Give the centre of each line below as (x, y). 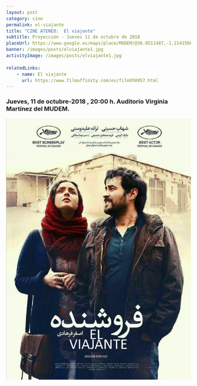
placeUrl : (18, 43)
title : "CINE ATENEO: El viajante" (51, 31)
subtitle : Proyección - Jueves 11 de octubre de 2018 (73, 37)
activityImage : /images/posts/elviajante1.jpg (64, 56)
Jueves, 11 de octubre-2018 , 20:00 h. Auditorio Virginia (87, 101)
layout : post (22, 12)
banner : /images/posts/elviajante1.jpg (55, 50)
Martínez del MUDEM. (38, 109)
